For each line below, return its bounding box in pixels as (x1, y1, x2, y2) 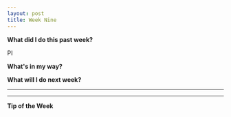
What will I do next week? (7, 75, 82, 83)
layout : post (7, 10, 45, 17)
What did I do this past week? (7, 35, 93, 43)
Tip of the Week (7, 101, 54, 110)
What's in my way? (7, 62, 63, 70)
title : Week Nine (7, 17, 57, 23)
